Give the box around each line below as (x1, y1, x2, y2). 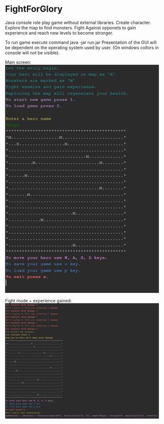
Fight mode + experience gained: (5, 297, 72, 303)
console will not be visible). (5, 50, 60, 56)
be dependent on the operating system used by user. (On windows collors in (5, 44, 159, 50)
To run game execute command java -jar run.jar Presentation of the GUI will (5, 39, 157, 45)
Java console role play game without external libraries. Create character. (5, 20, 151, 25)
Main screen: (5, 59, 32, 65)
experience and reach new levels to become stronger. (5, 30, 114, 36)
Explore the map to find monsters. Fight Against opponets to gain (5, 24, 136, 30)
